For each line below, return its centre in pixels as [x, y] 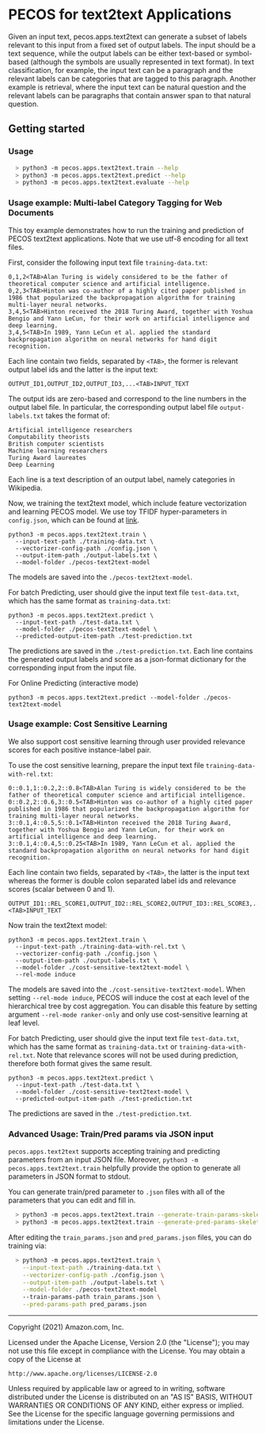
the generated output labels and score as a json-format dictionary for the [127, 659]
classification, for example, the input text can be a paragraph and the [121, 70]
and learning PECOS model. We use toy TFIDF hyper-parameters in [118, 511]
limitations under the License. [56, 1422]
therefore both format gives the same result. [80, 1063]
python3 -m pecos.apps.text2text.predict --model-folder [104, 697]
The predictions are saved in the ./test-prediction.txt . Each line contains [131, 651]
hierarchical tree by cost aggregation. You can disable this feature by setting [133, 1006]
